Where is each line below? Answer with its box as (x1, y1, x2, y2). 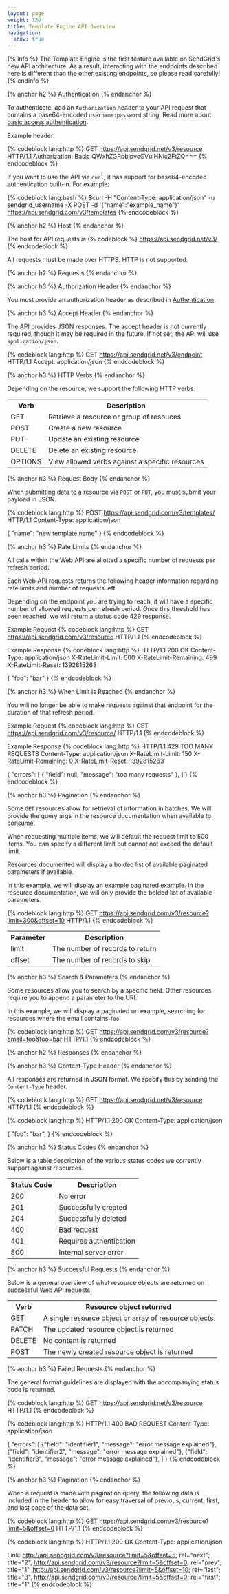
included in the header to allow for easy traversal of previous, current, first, (7, 1496, 220, 1504)
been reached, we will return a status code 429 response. (7, 612, 171, 621)
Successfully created (58, 1203, 127, 1213)
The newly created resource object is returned (43, 1347, 193, 1357)
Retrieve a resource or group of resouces (47, 412, 181, 421)
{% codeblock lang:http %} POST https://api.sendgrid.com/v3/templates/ (7, 508, 215, 517)
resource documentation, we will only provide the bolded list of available (7, 888, 212, 897)
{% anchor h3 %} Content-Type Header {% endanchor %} (7, 1062, 173, 1070)
